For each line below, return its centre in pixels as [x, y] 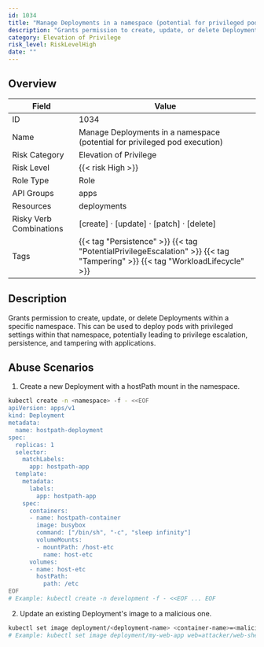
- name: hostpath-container [75, 518]
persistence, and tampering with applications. [82, 342]
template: [31, 474]
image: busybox [61, 525]
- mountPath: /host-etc [75, 547]
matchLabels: [44, 460]
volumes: [43, 562]
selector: [31, 452]
